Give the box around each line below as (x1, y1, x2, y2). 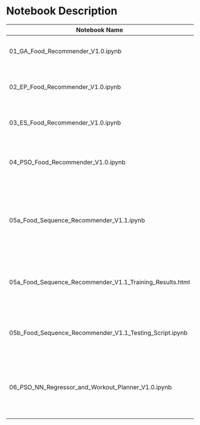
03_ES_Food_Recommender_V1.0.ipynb (9, 118, 121, 126)
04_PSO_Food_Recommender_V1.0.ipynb (9, 158, 126, 166)
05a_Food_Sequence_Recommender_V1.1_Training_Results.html (9, 278, 190, 286)
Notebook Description (6, 4, 118, 18)
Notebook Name (76, 26, 123, 34)
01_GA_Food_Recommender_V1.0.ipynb (9, 46, 122, 55)
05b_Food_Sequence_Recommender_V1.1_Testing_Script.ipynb (9, 328, 187, 337)
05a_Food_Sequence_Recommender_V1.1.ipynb (9, 216, 145, 224)
